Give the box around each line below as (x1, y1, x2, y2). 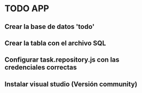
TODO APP (4, 3, 49, 14)
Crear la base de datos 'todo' (4, 23, 95, 31)
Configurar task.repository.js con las (4, 56, 119, 64)
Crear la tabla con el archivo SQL (4, 39, 106, 47)
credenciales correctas (4, 63, 77, 71)
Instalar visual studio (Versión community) (4, 80, 138, 88)
